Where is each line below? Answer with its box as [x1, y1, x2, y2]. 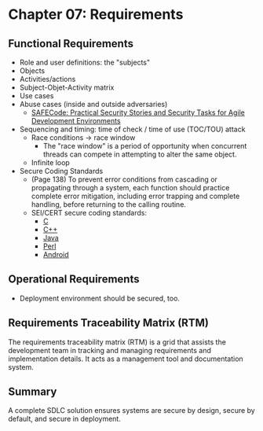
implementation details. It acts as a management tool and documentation [8, 354, 243, 363]
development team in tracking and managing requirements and [8, 345, 212, 355]
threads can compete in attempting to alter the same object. [42, 149, 237, 159]
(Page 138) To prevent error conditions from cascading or [31, 175, 218, 184]
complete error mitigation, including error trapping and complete [31, 191, 240, 201]
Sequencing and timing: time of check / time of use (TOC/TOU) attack [19, 124, 246, 134]
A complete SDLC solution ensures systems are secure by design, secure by [8, 406, 255, 415]
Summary [8, 385, 57, 399]
